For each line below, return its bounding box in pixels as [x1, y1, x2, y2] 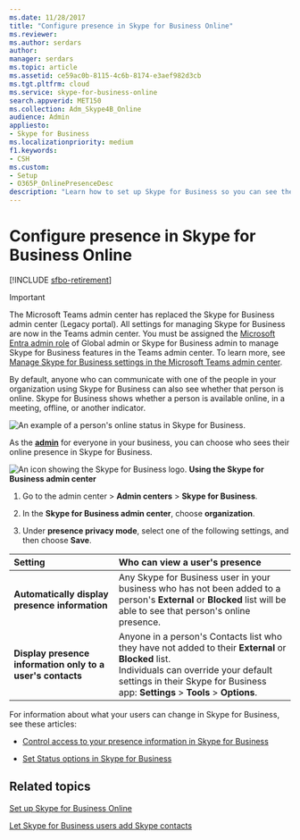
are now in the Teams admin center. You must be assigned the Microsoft [9, 328, 275, 339]
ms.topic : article [9, 63, 78, 72]
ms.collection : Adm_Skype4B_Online [9, 105, 142, 113]
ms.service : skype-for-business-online [9, 88, 158, 97]
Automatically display [13, 587, 109, 600]
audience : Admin [9, 113, 70, 122]
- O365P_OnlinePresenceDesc [9, 180, 114, 189]
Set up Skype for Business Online [9, 802, 132, 813]
